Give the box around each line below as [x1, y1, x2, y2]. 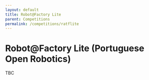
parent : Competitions [5, 16, 50, 21]
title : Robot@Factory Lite [5, 12, 61, 17]
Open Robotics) [5, 53, 71, 65]
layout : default [5, 7, 39, 12]
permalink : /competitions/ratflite [5, 21, 79, 26]
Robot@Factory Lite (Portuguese [5, 43, 145, 54]
